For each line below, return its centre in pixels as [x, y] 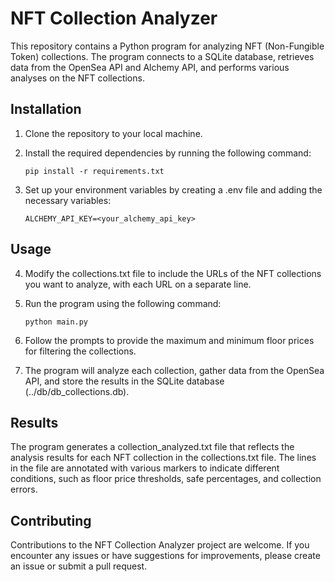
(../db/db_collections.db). [77, 391]
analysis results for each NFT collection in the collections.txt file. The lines [163, 458]
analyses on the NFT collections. [77, 78]
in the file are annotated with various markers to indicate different [145, 468]
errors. [24, 489]
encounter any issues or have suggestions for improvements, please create [165, 556]
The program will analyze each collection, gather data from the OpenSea [174, 370]
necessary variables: [68, 200]
